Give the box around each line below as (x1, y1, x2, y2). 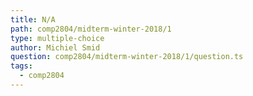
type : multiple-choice (10, 33, 105, 43)
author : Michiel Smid (10, 42, 101, 53)
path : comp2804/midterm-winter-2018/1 (10, 24, 172, 34)
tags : (10, 61, 33, 71)
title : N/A (10, 14, 56, 25)
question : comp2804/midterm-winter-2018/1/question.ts (10, 52, 244, 62)
